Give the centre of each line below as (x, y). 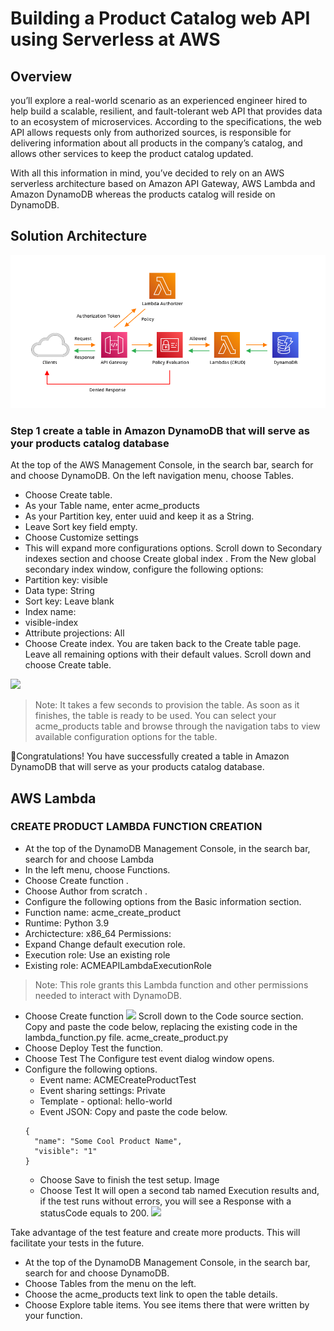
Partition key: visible (66, 580)
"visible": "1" (66, 1151)
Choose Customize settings (81, 538)
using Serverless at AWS (115, 39)
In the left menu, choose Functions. (97, 869)
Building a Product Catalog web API (160, 18)
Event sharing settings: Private (103, 1090)
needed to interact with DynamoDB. (108, 995)
